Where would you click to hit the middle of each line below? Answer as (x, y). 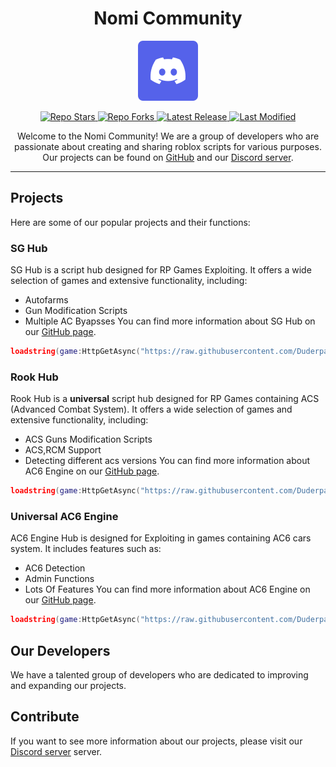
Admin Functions (59, 579)
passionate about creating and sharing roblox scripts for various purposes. (168, 146)
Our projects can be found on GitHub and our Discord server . (168, 157)
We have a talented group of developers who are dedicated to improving (159, 675)
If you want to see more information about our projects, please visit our (156, 741)
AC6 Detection (55, 568)
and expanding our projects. (68, 686)
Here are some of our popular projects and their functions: (130, 222)
